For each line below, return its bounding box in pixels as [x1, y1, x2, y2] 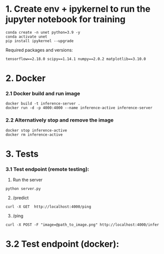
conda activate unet [5, 34, 48, 39]
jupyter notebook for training [5, 14, 126, 25]
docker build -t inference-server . [5, 101, 80, 106]
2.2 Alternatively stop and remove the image [5, 117, 114, 124]
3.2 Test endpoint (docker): [5, 238, 119, 250]
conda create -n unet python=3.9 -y [5, 30, 80, 35]
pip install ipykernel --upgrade [5, 38, 74, 43]
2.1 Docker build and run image [5, 90, 80, 97]
